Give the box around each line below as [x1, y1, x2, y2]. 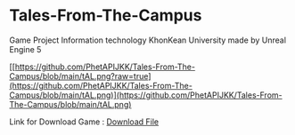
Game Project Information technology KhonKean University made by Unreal [9, 35, 287, 45]
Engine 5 [9, 44, 42, 54]
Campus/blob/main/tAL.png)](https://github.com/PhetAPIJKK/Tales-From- [9, 90, 283, 100]
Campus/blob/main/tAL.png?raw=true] [9, 70, 152, 81]
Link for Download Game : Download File [9, 116, 159, 127]
